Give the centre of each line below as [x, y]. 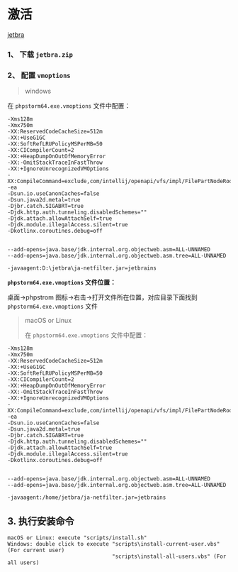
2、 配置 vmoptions [39, 75]
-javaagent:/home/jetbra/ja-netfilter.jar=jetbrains [87, 497]
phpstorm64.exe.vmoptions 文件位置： [62, 282]
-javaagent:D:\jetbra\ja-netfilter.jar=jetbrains [82, 268]
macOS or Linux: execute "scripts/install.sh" [77, 538]
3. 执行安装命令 [41, 521]
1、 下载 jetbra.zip [40, 54]
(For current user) [36, 550]
